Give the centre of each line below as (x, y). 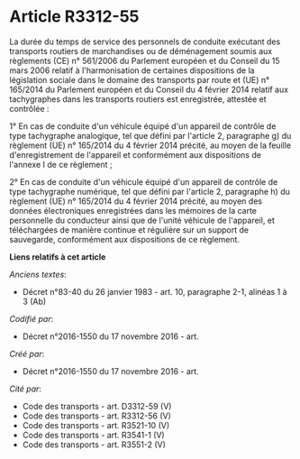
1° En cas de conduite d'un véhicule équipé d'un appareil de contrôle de (143, 126)
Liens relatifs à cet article (58, 257)
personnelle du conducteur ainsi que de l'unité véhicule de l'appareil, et (142, 220)
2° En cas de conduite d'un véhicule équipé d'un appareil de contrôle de (144, 181)
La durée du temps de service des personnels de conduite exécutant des (145, 41)
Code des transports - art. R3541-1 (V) (93, 435)
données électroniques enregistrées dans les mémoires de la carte (133, 210)
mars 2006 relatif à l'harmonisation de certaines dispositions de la (132, 70)
